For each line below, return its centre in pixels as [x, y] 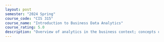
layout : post [18, 9]
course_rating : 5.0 [25, 28]
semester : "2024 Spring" [30, 14]
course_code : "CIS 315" [29, 18]
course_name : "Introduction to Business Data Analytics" [64, 23]
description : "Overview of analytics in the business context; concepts [81, 32]
